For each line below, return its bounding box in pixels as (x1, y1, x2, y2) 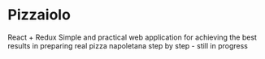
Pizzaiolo (7, 6, 71, 24)
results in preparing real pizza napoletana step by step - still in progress (7, 40, 249, 50)
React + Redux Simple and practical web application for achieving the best (7, 32, 258, 42)
